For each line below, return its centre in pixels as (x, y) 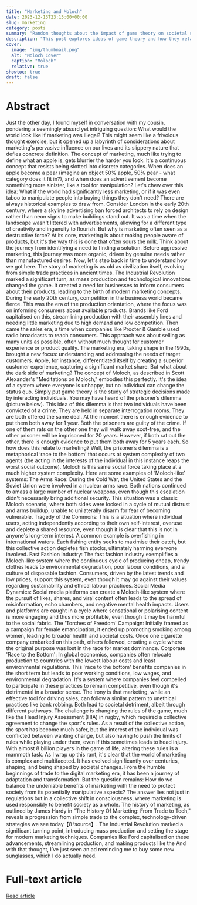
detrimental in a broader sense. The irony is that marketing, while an (89, 692)
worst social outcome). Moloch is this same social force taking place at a (94, 467)
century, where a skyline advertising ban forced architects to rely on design (97, 210)
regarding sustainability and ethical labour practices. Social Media (86, 586)
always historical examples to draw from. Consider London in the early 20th (98, 204)
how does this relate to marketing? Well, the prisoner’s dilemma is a (87, 448)
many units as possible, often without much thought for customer (85, 342)
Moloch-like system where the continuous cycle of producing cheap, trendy (98, 561)
